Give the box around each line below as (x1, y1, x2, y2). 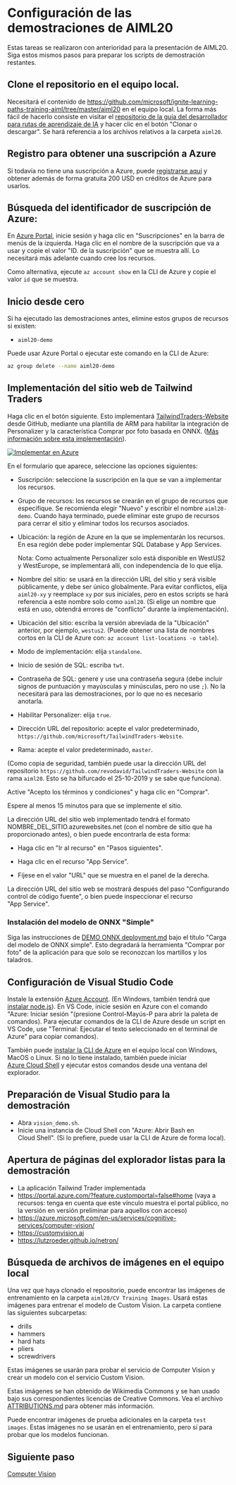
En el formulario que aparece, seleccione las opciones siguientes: (7, 462, 199, 470)
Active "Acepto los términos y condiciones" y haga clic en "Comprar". (7, 787, 210, 796)
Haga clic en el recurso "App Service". (17, 857, 129, 865)
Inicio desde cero (7, 295, 85, 307)
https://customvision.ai (17, 1228, 85, 1237)
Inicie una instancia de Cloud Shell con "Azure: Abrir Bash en (17, 1126, 194, 1134)
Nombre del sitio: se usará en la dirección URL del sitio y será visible (17, 574, 216, 583)
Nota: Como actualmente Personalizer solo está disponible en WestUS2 (17, 553, 225, 562)
